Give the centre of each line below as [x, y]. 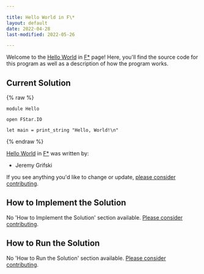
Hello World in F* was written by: [48, 154]
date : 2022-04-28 [28, 29]
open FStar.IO [24, 120]
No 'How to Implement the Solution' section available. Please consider [95, 217]
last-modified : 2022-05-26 [41, 34]
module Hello [23, 109]
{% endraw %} [25, 142]
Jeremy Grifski [34, 165]
